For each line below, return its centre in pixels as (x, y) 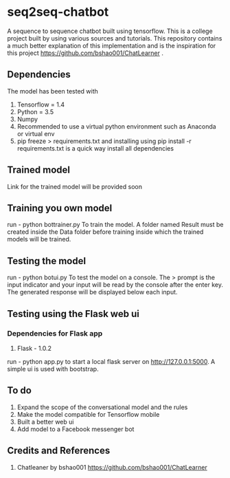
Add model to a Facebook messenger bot (76, 429)
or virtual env (36, 133)
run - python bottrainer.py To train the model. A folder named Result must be (115, 225)
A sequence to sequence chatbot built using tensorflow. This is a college (110, 31)
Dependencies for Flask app (55, 333)
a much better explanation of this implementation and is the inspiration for (112, 45)
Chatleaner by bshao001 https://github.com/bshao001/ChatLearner (112, 467)
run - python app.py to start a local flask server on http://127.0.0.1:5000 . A (111, 361)
